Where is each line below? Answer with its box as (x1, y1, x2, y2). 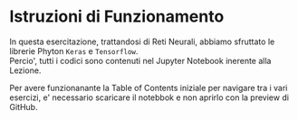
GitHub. (9, 101, 38, 112)
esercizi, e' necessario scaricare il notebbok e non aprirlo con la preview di (9, 92, 290, 103)
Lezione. (9, 65, 42, 76)
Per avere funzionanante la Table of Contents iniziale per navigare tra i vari (9, 82, 288, 93)
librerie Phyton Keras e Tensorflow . (9, 45, 139, 56)
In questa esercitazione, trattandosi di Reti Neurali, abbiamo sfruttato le (9, 36, 275, 47)
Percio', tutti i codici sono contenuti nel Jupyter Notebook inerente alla (9, 55, 272, 66)
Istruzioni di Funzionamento (9, 6, 225, 27)
